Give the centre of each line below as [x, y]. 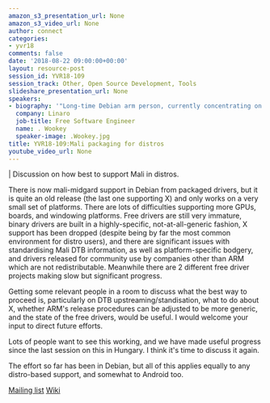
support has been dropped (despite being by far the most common [120, 233]
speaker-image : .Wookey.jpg [63, 136]
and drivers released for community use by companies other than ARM [127, 259]
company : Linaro [43, 114]
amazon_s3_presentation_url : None [67, 16]
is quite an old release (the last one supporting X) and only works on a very [133, 198]
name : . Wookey [41, 129]
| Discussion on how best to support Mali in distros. [94, 174]
